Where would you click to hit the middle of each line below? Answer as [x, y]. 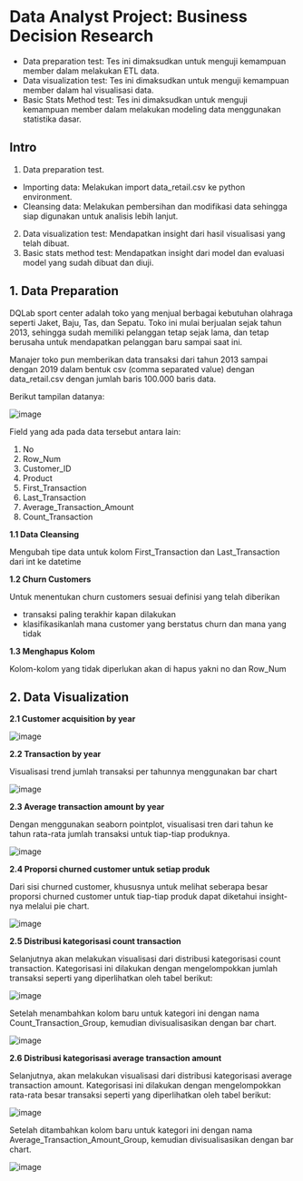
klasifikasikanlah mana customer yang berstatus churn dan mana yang [155, 624]
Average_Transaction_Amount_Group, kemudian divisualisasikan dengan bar [151, 1140]
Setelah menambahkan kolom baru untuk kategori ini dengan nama [135, 1013]
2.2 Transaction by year [55, 754]
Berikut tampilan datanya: [57, 396]
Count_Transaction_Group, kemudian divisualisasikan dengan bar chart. [143, 1023]
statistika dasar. [52, 119]
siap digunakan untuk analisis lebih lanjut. [100, 216]
